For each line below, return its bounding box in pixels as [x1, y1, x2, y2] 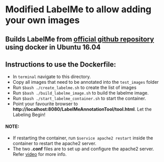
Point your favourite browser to [12, 101, 78, 107]
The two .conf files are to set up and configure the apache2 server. [12, 146, 154, 152]
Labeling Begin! [12, 111, 46, 118]
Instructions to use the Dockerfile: [5, 60, 116, 68]
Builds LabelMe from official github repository [5, 35, 154, 43]
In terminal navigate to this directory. [12, 74, 91, 80]
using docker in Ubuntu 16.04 [5, 42, 101, 52]
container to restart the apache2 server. [12, 140, 97, 146]
